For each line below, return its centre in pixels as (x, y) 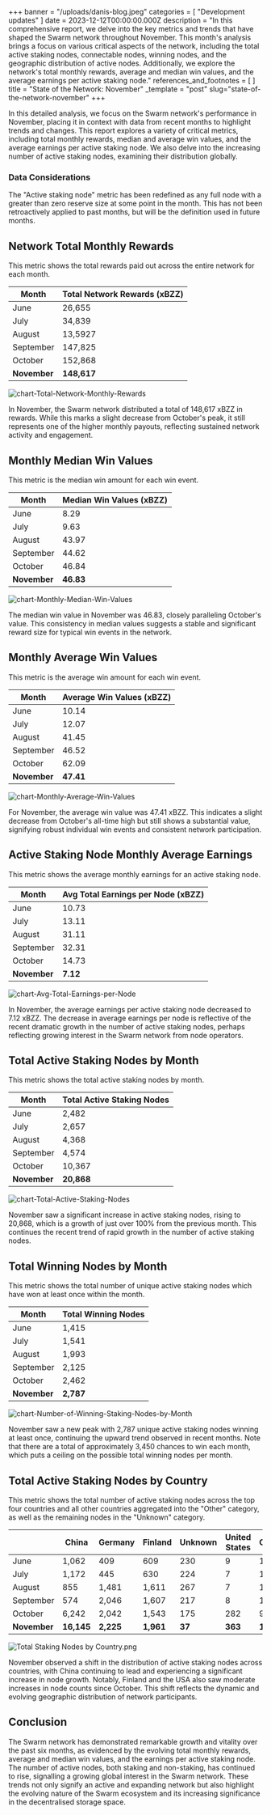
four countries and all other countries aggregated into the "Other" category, (134, 1508)
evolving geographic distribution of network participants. (103, 1696)
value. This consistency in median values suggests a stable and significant (132, 623)
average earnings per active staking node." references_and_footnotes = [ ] (132, 81)
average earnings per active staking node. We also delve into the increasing (134, 148)
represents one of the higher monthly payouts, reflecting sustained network (134, 426)
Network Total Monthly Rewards (91, 246)
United (238, 1537)
